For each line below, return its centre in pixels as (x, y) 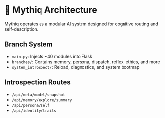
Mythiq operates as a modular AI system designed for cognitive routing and (82, 24)
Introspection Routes (38, 83)
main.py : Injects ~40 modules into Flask (52, 56)
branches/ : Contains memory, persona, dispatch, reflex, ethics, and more (86, 62)
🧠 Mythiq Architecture (51, 10)
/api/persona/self (31, 105)
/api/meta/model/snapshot (38, 95)
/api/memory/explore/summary (42, 100)
